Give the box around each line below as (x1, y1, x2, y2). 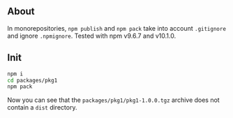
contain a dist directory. (7, 103, 77, 112)
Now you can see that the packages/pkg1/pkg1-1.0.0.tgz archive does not (7, 96, 220, 104)
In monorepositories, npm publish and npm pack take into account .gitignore (7, 24, 227, 32)
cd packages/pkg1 (7, 77, 58, 84)
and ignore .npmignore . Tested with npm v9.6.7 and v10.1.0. (7, 31, 176, 40)
